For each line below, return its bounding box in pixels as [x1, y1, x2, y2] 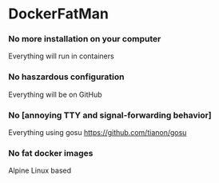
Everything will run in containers [8, 51, 114, 61]
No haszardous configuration [8, 71, 125, 82]
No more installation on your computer [8, 34, 161, 45]
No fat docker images [8, 148, 94, 158]
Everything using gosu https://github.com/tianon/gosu [8, 128, 187, 137]
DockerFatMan [8, 5, 109, 23]
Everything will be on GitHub [8, 90, 102, 99]
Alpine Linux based [8, 165, 72, 176]
